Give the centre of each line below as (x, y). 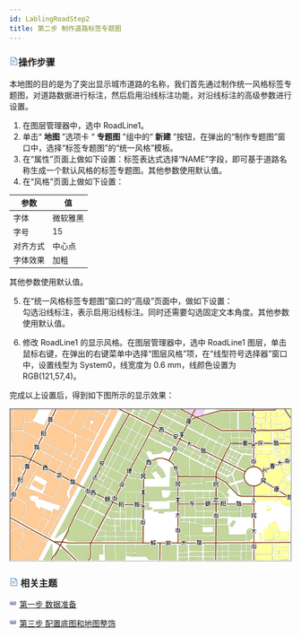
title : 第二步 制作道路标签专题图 (65, 28)
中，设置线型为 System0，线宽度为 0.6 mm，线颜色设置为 (129, 364)
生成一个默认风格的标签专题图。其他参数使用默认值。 (128, 170)
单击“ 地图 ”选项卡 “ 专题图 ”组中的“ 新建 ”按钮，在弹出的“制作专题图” (150, 136)
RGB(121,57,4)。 (52, 376)
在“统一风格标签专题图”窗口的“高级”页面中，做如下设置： (127, 301)
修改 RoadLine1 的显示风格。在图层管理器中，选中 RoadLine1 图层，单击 (155, 342)
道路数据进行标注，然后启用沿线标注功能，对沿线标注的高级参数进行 (166, 95)
